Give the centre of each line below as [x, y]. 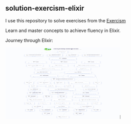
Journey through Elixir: [29, 40]
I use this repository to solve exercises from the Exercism [66, 20]
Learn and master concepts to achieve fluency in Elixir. [63, 30]
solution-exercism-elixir [45, 8]
